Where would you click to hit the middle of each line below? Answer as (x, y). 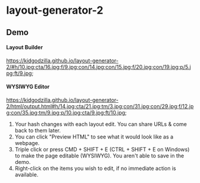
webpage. (27, 143)
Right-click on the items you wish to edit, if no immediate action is (96, 168)
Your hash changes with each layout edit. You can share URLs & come (101, 124)
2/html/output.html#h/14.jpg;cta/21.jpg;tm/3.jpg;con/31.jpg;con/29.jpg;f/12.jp (100, 106)
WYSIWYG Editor (28, 87)
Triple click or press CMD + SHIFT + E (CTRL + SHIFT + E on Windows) (102, 149)
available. (26, 174)
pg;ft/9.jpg (19, 73)
